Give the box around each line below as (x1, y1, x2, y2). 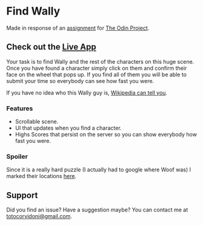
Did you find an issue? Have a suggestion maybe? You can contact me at (6, 206, 188, 213)
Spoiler (6, 152, 28, 161)
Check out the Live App (6, 42, 96, 52)
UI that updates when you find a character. (15, 124, 122, 131)
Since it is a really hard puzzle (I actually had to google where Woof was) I (6, 166, 191, 173)
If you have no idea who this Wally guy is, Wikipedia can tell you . (6, 89, 168, 96)
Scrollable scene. (15, 118, 59, 125)
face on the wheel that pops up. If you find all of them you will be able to (6, 71, 187, 78)
